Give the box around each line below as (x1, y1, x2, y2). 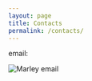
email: (8, 49, 29, 59)
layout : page (8, 11, 52, 20)
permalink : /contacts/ (8, 26, 84, 34)
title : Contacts (8, 19, 62, 27)
